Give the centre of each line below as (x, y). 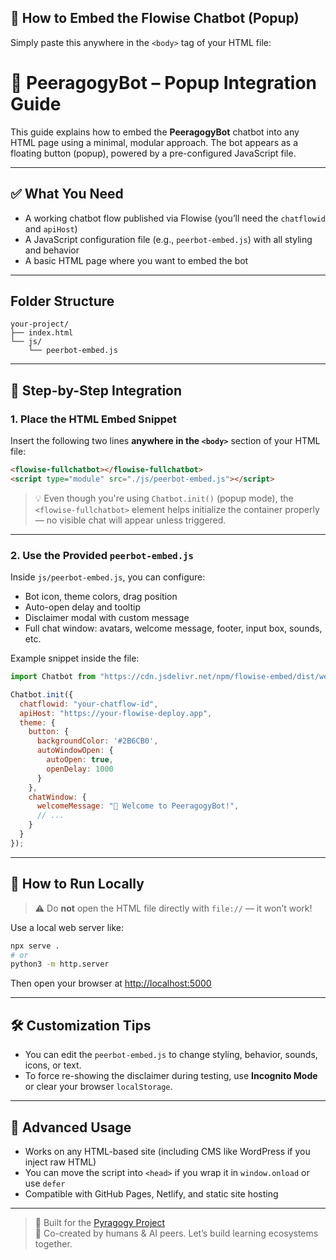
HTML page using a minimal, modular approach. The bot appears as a (154, 142)
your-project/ (40, 324)
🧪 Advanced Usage (71, 1127)
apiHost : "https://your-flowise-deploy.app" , (116, 713)
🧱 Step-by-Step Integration (96, 390)
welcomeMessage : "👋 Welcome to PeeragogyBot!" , (138, 806)
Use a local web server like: (67, 927)
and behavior (52, 250)
